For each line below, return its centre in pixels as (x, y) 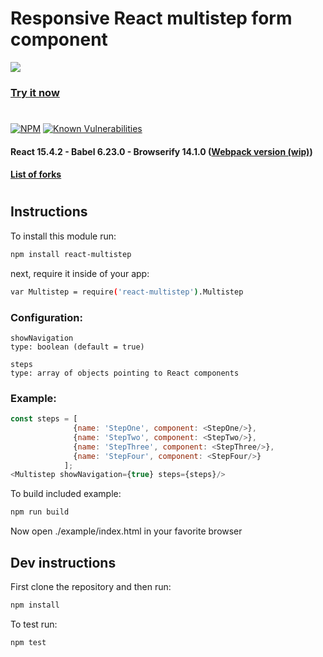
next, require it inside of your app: (80, 273)
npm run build (40, 512)
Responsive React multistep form (151, 18)
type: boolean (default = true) (77, 347)
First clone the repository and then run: (91, 586)
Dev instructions (63, 562)
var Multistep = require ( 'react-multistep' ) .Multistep (127, 292)
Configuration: (46, 317)
